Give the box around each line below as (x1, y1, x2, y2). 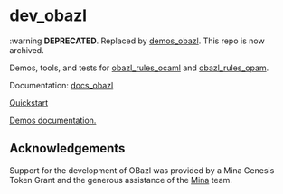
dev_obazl (9, 5, 88, 26)
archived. (9, 44, 44, 55)
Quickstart (9, 97, 49, 108)
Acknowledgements (9, 141, 126, 156)
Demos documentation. (9, 115, 97, 125)
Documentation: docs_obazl (9, 79, 114, 90)
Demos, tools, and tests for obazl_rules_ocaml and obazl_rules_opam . (9, 62, 269, 73)
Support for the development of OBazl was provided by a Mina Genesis (9, 164, 275, 176)
